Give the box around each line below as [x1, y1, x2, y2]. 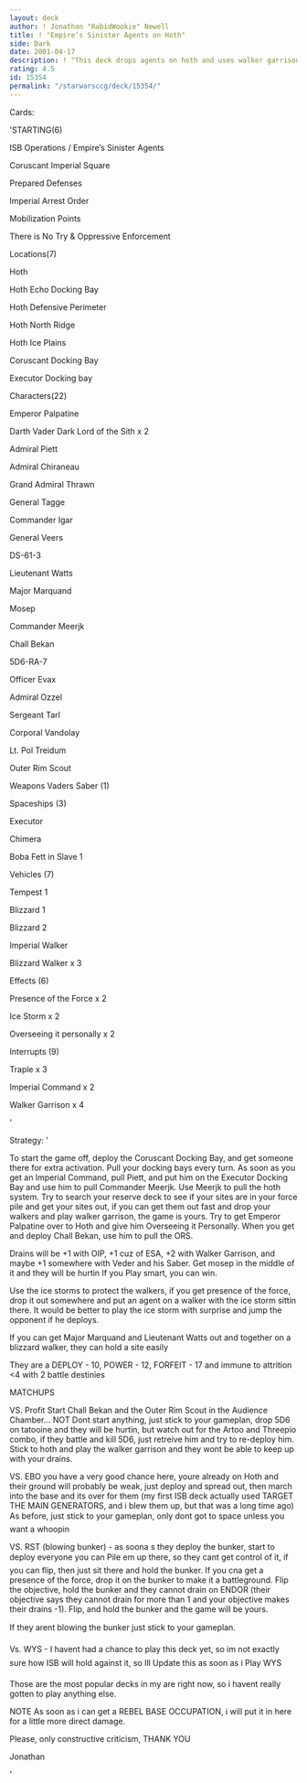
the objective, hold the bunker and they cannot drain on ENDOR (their [9, 1584, 271, 1595]
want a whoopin [9, 1523, 70, 1534]
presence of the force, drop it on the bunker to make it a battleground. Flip [9, 1574, 290, 1585]
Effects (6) [9, 975, 49, 986]
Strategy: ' [9, 1134, 48, 1145]
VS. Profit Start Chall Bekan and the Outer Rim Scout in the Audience [9, 1404, 268, 1415]
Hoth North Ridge [9, 319, 76, 330]
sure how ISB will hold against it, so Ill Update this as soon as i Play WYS [9, 1657, 282, 1668]
